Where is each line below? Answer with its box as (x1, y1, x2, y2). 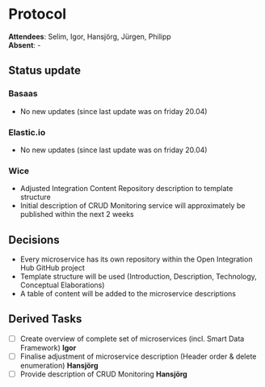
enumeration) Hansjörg (19, 360, 99, 370)
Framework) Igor (19, 342, 77, 352)
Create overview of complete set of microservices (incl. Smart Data (19, 334, 245, 343)
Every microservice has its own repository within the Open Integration (19, 254, 253, 264)
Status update (8, 64, 81, 78)
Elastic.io (8, 126, 46, 138)
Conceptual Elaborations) (19, 280, 105, 290)
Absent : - (8, 40, 41, 49)
